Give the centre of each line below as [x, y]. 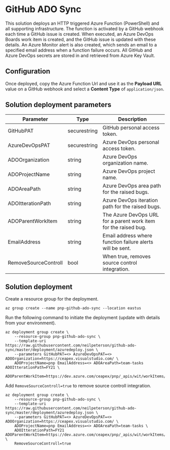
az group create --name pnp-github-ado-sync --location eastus [73, 308]
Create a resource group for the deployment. [52, 299]
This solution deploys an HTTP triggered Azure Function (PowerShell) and [82, 23]
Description [133, 119]
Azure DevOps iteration [130, 200]
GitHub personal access [131, 127]
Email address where [127, 235]
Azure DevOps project [129, 171]
